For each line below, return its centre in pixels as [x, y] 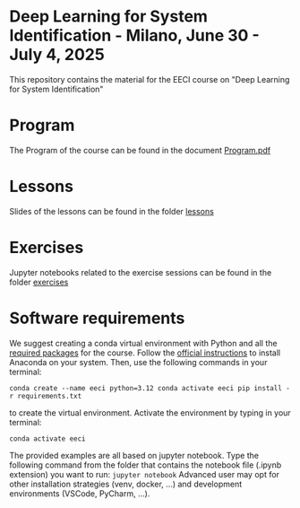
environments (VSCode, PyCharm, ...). [80, 493]
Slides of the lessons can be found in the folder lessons [112, 211]
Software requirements [97, 318]
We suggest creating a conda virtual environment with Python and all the [143, 343]
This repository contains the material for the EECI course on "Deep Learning [150, 79]
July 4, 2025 [57, 55]
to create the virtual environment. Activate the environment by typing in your [150, 412]
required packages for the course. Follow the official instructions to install [145, 353]
